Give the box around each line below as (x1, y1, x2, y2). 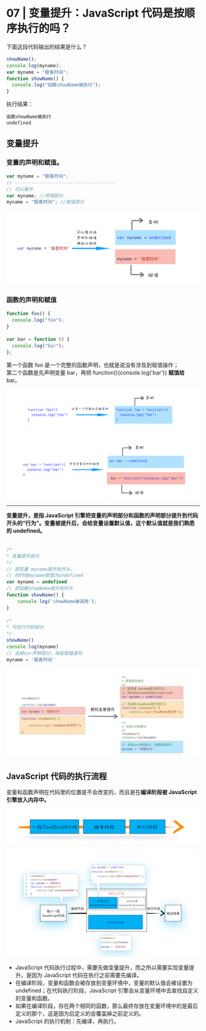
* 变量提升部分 (6, 553, 40, 559)
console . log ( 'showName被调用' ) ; (17, 598, 97, 604)
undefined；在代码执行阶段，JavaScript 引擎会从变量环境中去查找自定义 (15, 987, 199, 994)
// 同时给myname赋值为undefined (6, 572, 84, 578)
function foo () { (6, 310, 51, 317)
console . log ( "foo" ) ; (12, 317, 64, 323)
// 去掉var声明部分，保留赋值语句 (6, 650, 83, 656)
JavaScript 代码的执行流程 (6, 771, 107, 781)
